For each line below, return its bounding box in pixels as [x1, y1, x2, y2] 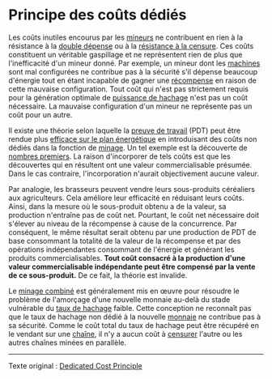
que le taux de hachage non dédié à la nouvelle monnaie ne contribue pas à [8, 312, 261, 322]
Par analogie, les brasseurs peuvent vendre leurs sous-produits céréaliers [8, 184, 255, 194]
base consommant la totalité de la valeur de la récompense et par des [8, 236, 241, 245]
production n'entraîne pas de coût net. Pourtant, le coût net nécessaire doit [8, 210, 260, 219]
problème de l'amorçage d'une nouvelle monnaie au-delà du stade [8, 294, 231, 304]
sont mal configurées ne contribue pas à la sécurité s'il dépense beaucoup [8, 66, 258, 76]
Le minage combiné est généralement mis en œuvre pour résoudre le [8, 286, 240, 296]
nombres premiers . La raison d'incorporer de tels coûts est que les [8, 151, 231, 161]
